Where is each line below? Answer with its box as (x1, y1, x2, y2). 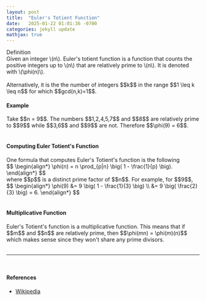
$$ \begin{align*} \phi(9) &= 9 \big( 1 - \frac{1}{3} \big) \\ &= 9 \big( (6, 182, 177, 189)
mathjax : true (6, 32, 43, 38)
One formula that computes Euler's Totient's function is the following (6, 156, 180, 163)
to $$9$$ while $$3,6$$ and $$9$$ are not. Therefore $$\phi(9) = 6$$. (6, 122, 189, 129)
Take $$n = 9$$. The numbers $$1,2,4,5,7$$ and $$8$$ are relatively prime (6, 115, 199, 123)
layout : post (6, 9, 40, 15)
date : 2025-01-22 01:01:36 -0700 (6, 20, 97, 26)
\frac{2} (177, 182, 198, 189)
